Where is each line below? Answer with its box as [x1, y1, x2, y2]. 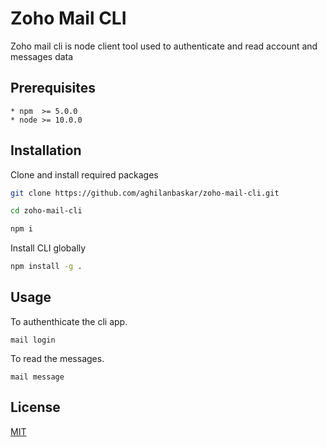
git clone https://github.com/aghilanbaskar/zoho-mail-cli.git [10, 188, 280, 198]
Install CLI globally [10, 242, 87, 254]
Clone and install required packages [10, 168, 159, 181]
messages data [10, 50, 74, 62]
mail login [10, 335, 56, 345]
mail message [10, 372, 65, 382]
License [10, 399, 61, 416]
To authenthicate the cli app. [10, 315, 128, 327]
